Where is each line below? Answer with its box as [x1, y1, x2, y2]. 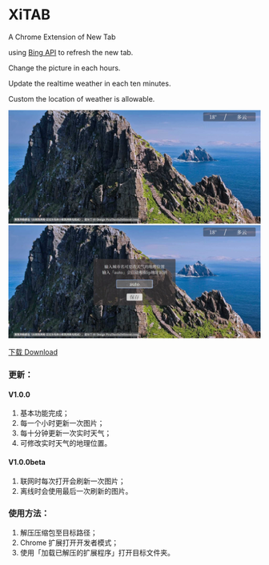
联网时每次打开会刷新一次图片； [19, 476, 126, 486]
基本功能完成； [19, 408, 70, 418]
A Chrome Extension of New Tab [8, 32, 116, 42]
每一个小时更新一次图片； [19, 419, 105, 428]
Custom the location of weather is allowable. [8, 94, 155, 103]
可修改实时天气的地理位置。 [19, 439, 112, 448]
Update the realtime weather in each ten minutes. [8, 78, 171, 88]
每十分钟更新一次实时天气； [19, 428, 112, 438]
